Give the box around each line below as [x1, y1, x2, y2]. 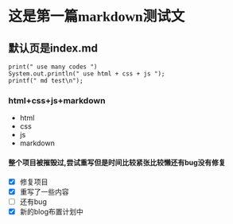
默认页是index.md [8, 41, 98, 55]
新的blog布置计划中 [19, 207, 83, 216]
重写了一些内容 [19, 187, 69, 196]
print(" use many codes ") [8, 63, 98, 71]
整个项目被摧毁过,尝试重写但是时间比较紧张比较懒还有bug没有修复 [8, 157, 227, 167]
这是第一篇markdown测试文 [8, 9, 185, 25]
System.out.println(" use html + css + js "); [8, 70, 165, 78]
